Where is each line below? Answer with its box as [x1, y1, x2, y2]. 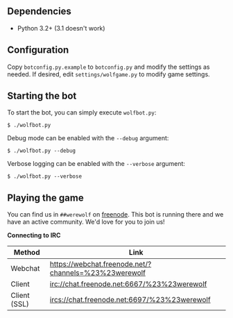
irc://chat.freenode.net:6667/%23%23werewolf [49, 279, 207, 289]
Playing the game [7, 192, 85, 203]
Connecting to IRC [7, 231, 61, 240]
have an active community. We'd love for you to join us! [7, 218, 165, 226]
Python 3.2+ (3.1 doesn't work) [17, 24, 105, 32]
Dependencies [7, 6, 71, 17]
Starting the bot [7, 90, 77, 102]
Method [13, 248, 40, 258]
